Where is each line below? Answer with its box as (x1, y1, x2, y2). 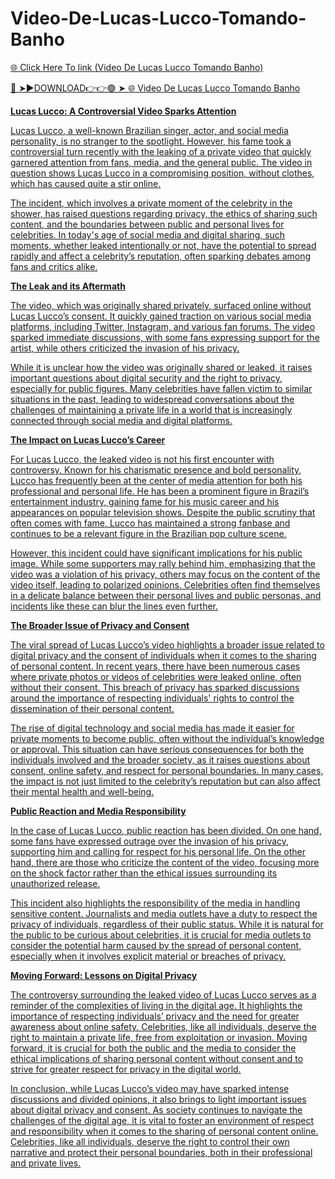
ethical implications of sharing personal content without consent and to (10, 1052, 304, 1064)
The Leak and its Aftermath (10, 280, 126, 292)
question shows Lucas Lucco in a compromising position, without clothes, (10, 167, 315, 179)
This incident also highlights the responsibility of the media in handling (10, 897, 301, 909)
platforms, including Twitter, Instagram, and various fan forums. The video (10, 320, 316, 332)
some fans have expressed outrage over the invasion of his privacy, (10, 835, 290, 847)
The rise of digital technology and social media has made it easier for (10, 722, 295, 734)
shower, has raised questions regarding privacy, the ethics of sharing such (10, 207, 318, 219)
